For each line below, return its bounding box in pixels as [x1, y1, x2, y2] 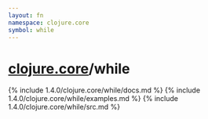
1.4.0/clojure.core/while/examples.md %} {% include [8, 94, 179, 103]
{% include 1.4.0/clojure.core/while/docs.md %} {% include [8, 85, 201, 95]
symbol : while [8, 26, 55, 34]
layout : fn [8, 11, 44, 20]
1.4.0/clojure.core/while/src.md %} [8, 103, 120, 112]
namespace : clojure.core [8, 19, 89, 27]
